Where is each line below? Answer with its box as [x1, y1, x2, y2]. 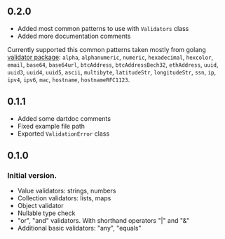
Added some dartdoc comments [17, 114, 111, 122]
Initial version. [7, 170, 57, 180]
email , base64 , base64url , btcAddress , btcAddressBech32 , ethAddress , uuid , [7, 60, 219, 69]
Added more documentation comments [17, 32, 131, 40]
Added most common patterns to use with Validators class [17, 24, 189, 32]
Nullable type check [17, 209, 76, 217]
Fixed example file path [17, 122, 86, 130]
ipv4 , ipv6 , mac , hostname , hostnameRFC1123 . [7, 75, 130, 84]
